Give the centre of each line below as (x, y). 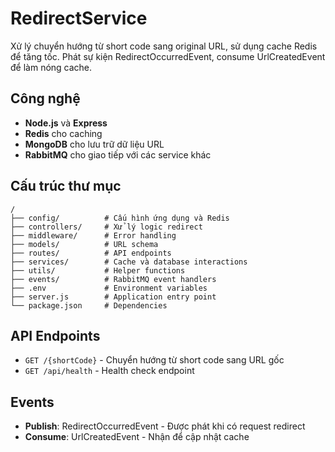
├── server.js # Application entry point (113, 297)
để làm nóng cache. (51, 67)
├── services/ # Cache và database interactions (129, 262)
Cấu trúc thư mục (66, 186)
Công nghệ (45, 98)
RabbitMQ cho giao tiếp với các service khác (118, 154)
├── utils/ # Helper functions (98, 270)
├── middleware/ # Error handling (93, 235)
